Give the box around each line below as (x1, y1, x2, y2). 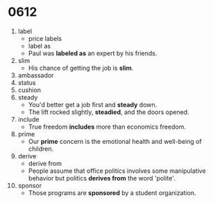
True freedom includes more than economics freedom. (28, 122, 187, 131)
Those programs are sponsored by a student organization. (28, 188, 196, 197)
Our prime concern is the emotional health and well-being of (28, 137, 202, 145)
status (17, 78, 36, 86)
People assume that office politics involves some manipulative (28, 167, 207, 175)
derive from (28, 159, 62, 167)
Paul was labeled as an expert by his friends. (28, 49, 157, 57)
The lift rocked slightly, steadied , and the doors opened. (28, 108, 189, 116)
